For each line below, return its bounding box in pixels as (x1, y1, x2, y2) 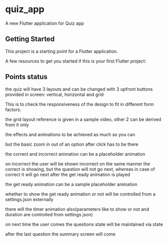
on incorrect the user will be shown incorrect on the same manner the (5, 160, 150, 167)
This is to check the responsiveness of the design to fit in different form (5, 101, 154, 107)
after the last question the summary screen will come (5, 231, 116, 237)
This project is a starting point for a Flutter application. (5, 48, 118, 54)
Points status (5, 73, 48, 81)
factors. (5, 106, 22, 112)
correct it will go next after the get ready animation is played (5, 171, 130, 177)
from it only (5, 122, 29, 128)
